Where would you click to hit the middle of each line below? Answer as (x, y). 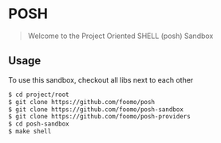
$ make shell (30, 132)
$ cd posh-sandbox (39, 124)
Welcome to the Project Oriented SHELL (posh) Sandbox (120, 36)
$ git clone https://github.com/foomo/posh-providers (100, 117)
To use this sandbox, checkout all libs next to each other (101, 79)
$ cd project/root (39, 95)
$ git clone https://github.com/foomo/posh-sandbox (96, 109)
